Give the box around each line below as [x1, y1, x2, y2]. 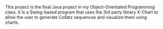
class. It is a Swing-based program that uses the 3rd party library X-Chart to [5, 9, 159, 15]
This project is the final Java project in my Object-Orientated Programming [5, 4, 155, 10]
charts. [5, 19, 20, 25]
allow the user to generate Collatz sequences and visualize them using [5, 14, 147, 20]
